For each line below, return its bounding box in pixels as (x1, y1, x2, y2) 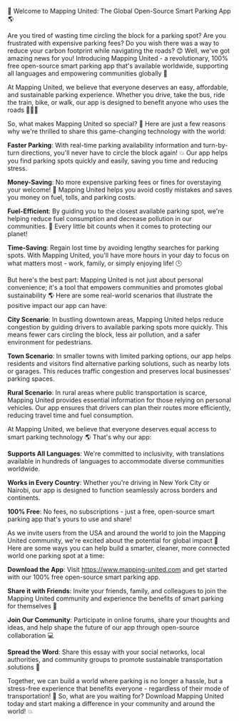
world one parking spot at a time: (7, 551, 105, 560)
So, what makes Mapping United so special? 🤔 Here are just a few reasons (7, 120, 226, 128)
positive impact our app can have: (7, 302, 107, 310)
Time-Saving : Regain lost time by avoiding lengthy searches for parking (7, 243, 220, 252)
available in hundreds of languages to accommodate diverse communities (7, 457, 225, 465)
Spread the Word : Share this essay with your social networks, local (7, 648, 205, 656)
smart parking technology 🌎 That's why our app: (7, 433, 152, 441)
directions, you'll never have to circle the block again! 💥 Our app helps (21, 148, 228, 157)
